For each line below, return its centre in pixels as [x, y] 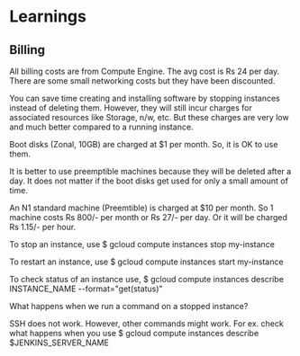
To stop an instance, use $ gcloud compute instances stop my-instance [142, 244]
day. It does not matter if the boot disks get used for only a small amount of [149, 181]
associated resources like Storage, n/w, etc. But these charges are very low [150, 117]
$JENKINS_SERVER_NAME [59, 343]
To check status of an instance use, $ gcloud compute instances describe [146, 279]
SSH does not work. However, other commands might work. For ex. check [146, 324]
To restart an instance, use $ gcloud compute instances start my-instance [146, 262]
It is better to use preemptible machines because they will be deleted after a [150, 171]
